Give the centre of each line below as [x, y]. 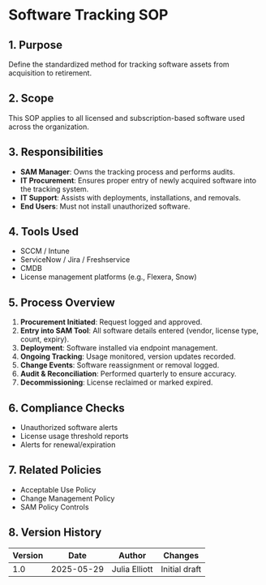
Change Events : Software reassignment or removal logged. [120, 365]
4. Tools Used [44, 232]
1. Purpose [36, 45]
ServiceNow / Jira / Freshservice [75, 260]
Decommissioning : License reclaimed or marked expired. [116, 382]
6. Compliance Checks [67, 408]
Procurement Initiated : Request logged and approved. [111, 322]
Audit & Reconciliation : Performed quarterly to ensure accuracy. [128, 374]
